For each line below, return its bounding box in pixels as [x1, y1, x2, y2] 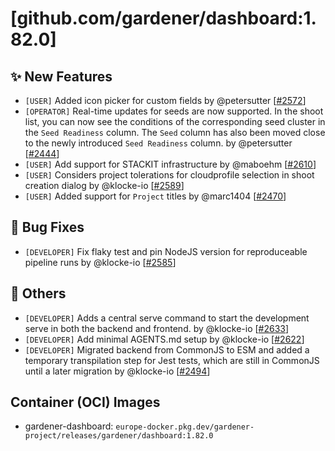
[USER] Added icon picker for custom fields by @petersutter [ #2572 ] [24, 95, 307, 106]
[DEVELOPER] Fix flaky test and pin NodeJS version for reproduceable [24, 245, 308, 257]
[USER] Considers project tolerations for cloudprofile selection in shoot [24, 169, 315, 181]
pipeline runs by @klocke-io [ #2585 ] [24, 256, 177, 268]
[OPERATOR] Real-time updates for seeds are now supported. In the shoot [24, 105, 324, 117]
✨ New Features [10, 68, 113, 85]
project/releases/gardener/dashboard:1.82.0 [24, 431, 214, 441]
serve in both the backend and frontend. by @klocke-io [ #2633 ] [24, 322, 290, 334]
